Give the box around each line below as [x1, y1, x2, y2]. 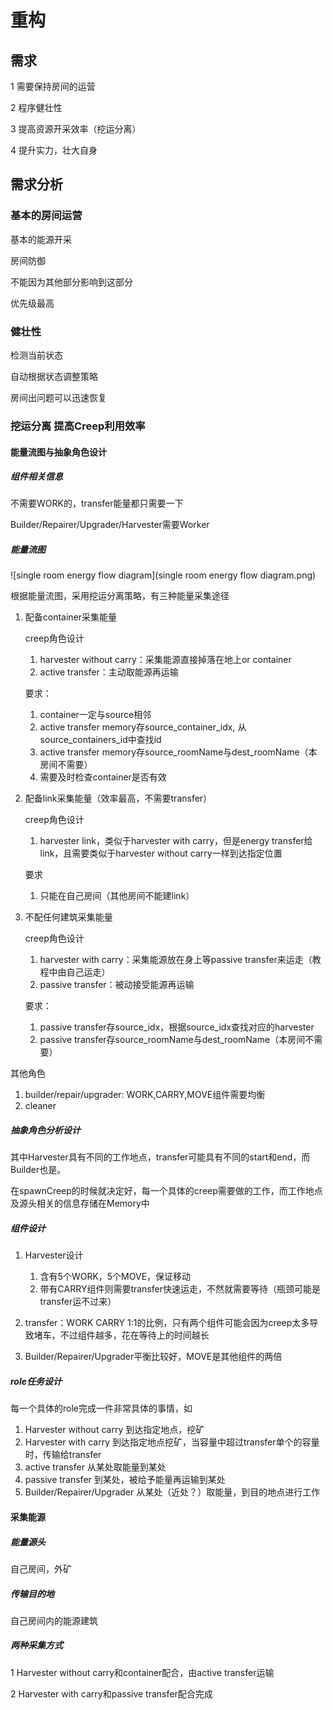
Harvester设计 [24, 1249, 84, 1261]
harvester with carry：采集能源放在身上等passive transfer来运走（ [39, 954, 313, 966]
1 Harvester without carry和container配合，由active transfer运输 [10, 1666, 275, 1678]
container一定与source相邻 [39, 709, 152, 721]
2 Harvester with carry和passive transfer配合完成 [10, 1687, 213, 1700]
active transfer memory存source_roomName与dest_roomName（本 [39, 746, 318, 758]
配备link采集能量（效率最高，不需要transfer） [24, 792, 213, 805]
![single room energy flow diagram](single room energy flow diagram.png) [10, 569, 317, 581]
